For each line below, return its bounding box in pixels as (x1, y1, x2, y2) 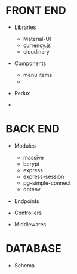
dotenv (23, 185, 41, 193)
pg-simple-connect (23, 179, 71, 187)
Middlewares (14, 220, 47, 228)
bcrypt (23, 160, 40, 167)
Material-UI (23, 35, 51, 42)
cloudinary (23, 48, 50, 55)
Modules (14, 142, 36, 149)
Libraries (14, 23, 36, 31)
